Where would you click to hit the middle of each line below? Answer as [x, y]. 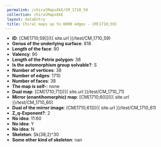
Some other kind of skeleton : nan [47, 140]
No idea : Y [23, 124]
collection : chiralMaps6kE [35, 15]
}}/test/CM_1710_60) [33, 102]
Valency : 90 [25, 54]
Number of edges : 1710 [36, 76]
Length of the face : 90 [36, 49]
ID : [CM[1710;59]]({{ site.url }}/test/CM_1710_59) [61, 38]
